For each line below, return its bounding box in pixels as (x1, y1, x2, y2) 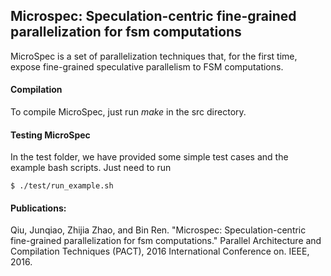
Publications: (10, 202, 67, 214)
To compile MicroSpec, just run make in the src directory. (10, 106, 247, 118)
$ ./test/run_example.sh (10, 181, 114, 191)
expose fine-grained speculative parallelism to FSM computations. (10, 60, 284, 73)
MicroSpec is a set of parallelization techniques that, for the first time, (10, 50, 298, 62)
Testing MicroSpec (10, 129, 91, 141)
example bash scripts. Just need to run (10, 162, 172, 174)
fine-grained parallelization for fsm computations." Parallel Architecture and (10, 235, 322, 247)
